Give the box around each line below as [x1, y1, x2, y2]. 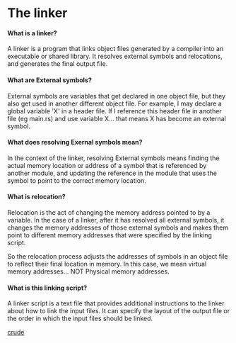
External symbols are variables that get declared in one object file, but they [7, 91, 226, 100]
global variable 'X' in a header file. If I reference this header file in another [7, 106, 223, 115]
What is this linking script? [7, 283, 88, 292]
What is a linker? [7, 28, 58, 37]
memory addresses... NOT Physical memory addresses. [7, 267, 170, 276]
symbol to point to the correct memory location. [7, 176, 146, 185]
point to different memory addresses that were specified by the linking [7, 231, 212, 239]
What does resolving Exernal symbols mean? [7, 138, 143, 147]
